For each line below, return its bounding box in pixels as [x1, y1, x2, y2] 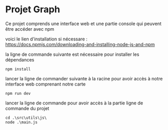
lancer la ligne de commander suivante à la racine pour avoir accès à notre [5, 75, 163, 81]
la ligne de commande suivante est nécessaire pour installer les [5, 51, 139, 57]
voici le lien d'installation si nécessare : [5, 36, 88, 42]
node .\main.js [5, 119, 38, 125]
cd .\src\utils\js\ [5, 115, 47, 120]
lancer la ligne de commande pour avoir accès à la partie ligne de [5, 100, 143, 106]
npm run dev [5, 91, 31, 96]
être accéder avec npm [5, 26, 55, 32]
